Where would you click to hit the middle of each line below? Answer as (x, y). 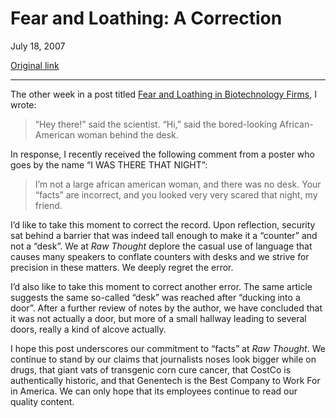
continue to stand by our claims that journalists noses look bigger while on (163, 359)
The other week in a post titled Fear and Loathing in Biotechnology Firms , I (163, 94)
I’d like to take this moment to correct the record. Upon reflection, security (163, 224)
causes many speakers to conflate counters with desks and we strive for (160, 256)
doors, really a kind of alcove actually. (88, 329)
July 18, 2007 (38, 46)
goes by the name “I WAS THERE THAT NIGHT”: (109, 164)
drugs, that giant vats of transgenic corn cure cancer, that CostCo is (151, 369)
